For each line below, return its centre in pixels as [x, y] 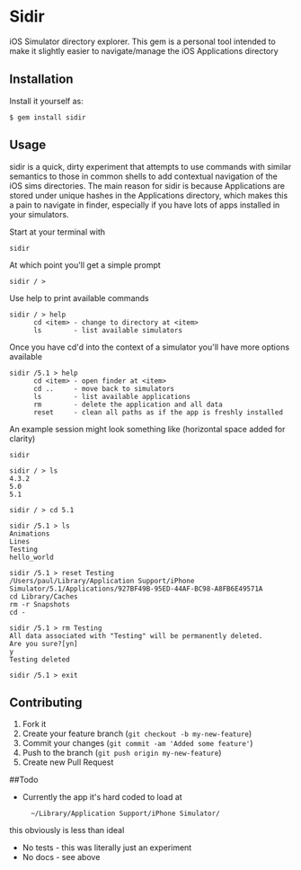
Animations [30, 533]
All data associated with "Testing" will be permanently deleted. [136, 635]
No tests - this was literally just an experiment [107, 848]
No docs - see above [61, 857]
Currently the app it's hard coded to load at [102, 797]
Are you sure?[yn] [44, 644]
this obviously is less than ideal [67, 830]
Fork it [34, 724]
